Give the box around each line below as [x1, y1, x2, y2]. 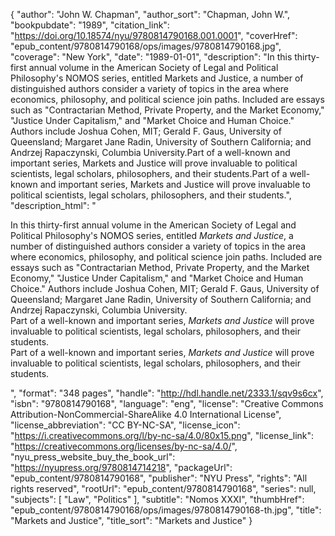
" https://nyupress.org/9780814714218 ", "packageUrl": [10, 462, 233, 473]
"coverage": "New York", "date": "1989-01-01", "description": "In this [10, 51, 293, 63]
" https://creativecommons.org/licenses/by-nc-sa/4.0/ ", [10, 440, 238, 452]
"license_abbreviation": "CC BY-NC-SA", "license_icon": [10, 419, 241, 431]
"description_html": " [10, 200, 97, 211]
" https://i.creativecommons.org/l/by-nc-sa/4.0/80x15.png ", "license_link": [10, 430, 315, 441]
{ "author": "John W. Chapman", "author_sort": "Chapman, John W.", [10, 9, 291, 20]
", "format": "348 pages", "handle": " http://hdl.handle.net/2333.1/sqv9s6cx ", [10, 387, 324, 399]
